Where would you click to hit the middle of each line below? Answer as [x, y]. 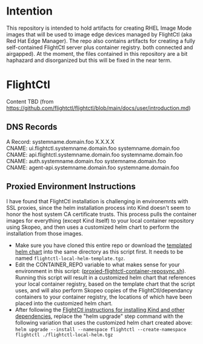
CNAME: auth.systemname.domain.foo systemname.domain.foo [86, 161]
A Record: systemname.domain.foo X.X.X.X [61, 141]
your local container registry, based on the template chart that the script [105, 284]
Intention [29, 11]
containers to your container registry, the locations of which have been [104, 297]
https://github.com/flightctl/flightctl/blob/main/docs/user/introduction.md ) [98, 108]
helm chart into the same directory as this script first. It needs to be [99, 251]
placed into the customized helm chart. [64, 303]
